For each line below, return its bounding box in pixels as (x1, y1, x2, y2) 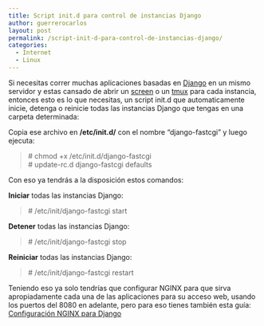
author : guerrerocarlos (8, 19, 88, 27)
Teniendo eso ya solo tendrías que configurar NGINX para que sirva (8, 283, 231, 293)
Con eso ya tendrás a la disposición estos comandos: (8, 175, 184, 184)
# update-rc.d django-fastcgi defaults (27, 159, 152, 169)
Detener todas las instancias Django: (8, 221, 130, 231)
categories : (8, 41, 48, 49)
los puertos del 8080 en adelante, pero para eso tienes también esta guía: (8, 300, 251, 309)
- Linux (15, 57, 41, 65)
